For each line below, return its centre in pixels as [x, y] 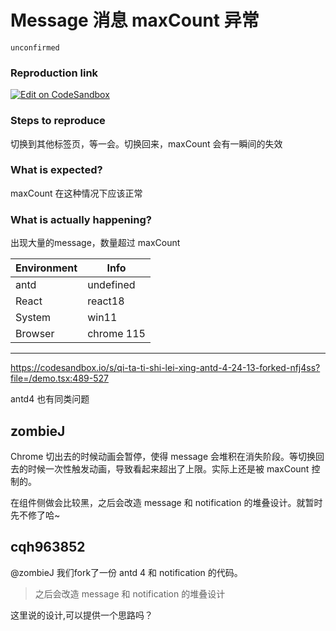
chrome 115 [116, 334]
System [33, 318]
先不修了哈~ [35, 515]
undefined [111, 285]
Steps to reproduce [58, 121]
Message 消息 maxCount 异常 [135, 20]
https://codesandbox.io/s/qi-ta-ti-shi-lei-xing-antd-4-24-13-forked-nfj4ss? [165, 368]
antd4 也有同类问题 [50, 399]
